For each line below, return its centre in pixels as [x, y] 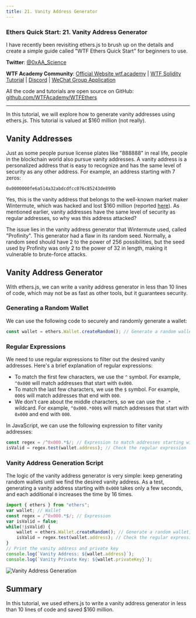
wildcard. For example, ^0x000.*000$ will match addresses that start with [101, 408]
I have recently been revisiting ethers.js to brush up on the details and [90, 44]
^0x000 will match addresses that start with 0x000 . [74, 383]
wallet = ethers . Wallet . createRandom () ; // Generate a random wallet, [104, 532]
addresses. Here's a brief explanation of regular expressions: [79, 366]
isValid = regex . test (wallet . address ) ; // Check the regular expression [96, 448]
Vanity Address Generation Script [55, 463]
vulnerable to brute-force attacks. [47, 254]
